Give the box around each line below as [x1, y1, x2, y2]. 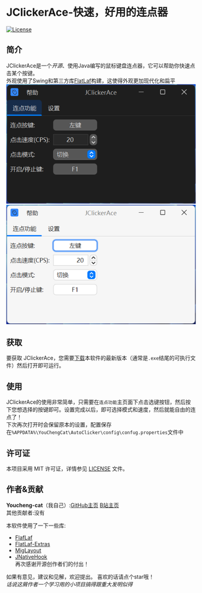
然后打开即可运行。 [16, 362, 64, 369]
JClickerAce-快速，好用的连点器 [6, 5, 168, 19]
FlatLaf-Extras [14, 540, 50, 547]
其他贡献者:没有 [6, 509, 45, 516]
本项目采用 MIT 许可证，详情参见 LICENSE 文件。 [6, 465, 128, 472]
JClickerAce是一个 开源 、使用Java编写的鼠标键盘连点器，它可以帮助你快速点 [6, 61, 195, 69]
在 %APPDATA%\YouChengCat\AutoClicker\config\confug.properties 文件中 [6, 428, 184, 436]
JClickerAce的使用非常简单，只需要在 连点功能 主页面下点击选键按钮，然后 [6, 398, 186, 406]
